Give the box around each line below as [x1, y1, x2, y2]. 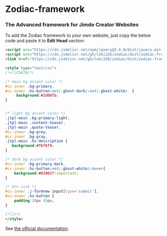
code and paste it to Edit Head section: [5, 38, 85, 44]
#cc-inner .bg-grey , [5, 129, 48, 135]
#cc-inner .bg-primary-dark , [5, 161, 66, 166]
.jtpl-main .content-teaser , [5, 120, 66, 125]
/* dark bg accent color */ [5, 157, 64, 162]
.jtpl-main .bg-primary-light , [5, 116, 70, 121]
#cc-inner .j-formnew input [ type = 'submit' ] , [5, 189, 99, 194]
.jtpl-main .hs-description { [5, 139, 68, 144]
